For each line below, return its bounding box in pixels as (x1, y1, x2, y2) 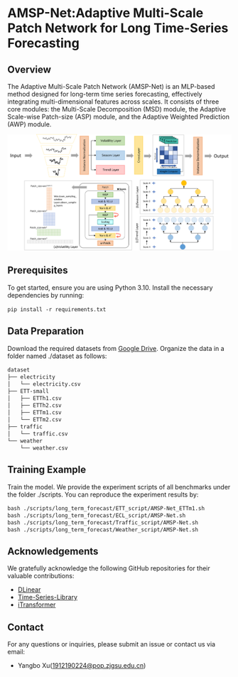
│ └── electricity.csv (7, 380, 81, 388)
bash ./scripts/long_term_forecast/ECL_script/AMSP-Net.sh (7, 511, 186, 519)
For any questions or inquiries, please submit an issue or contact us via (7, 640, 215, 649)
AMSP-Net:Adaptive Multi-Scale (7, 5, 204, 21)
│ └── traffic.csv (7, 430, 69, 438)
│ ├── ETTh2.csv (7, 401, 62, 409)
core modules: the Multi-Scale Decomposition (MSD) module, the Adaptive (7, 105, 226, 113)
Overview (7, 63, 52, 75)
